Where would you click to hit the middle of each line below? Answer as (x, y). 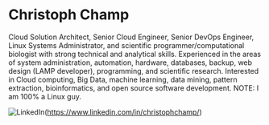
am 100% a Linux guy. (45, 96)
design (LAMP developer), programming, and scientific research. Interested (134, 71)
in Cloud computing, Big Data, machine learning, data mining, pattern (123, 79)
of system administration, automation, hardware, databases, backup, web (130, 62)
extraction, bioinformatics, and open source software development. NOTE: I (134, 88)
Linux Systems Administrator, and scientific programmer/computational (126, 45)
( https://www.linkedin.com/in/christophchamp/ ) (123, 112)
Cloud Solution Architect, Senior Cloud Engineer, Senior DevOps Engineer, (131, 37)
